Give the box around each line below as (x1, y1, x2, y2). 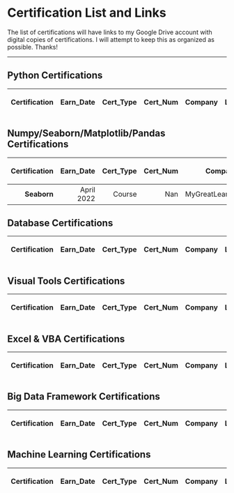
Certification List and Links (7, 5, 166, 21)
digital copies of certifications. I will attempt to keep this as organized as (7, 35, 214, 43)
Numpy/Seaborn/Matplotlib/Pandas (7, 128, 166, 139)
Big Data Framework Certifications (7, 390, 160, 402)
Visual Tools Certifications (7, 275, 125, 287)
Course (113, 189, 137, 199)
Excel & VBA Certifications (7, 333, 125, 344)
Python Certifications (7, 70, 103, 82)
